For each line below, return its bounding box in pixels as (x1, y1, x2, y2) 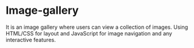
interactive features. (5, 36, 56, 43)
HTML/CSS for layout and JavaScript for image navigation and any (5, 29, 173, 37)
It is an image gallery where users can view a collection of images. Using (5, 23, 189, 31)
